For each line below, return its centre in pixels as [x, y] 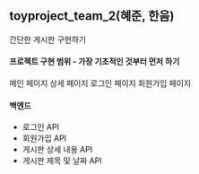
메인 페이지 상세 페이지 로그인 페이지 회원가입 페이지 [100, 83]
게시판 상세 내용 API [57, 150]
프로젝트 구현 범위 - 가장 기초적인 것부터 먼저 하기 [95, 62]
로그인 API [41, 127]
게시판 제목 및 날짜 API [62, 161]
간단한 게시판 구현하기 [48, 39]
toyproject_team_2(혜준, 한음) [92, 16]
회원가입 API [44, 138]
